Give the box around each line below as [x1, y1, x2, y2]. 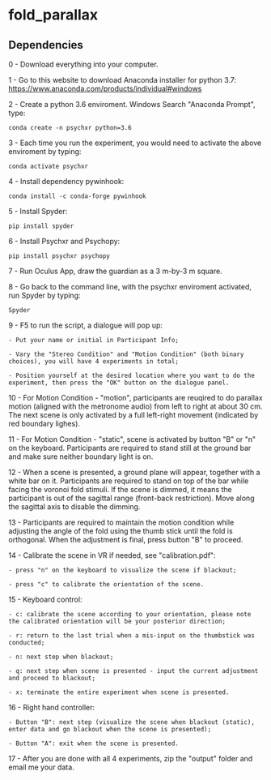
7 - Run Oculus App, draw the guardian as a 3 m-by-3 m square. [8, 266, 222, 276]
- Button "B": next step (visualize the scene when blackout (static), [8, 718, 255, 726]
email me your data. [8, 762, 74, 772]
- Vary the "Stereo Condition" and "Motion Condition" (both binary [8, 350, 244, 358]
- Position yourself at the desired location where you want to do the [8, 371, 255, 379]
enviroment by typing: [8, 147, 82, 156]
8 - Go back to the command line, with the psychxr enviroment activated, [8, 282, 252, 291]
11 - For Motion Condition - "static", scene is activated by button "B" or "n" [8, 435, 256, 444]
